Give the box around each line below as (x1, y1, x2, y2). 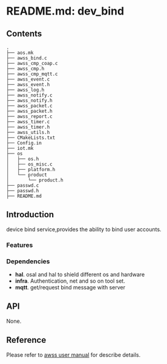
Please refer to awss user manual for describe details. (6, 351, 141, 359)
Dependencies (6, 257, 50, 265)
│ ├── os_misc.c (6, 161, 53, 167)
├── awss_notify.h (6, 98, 53, 104)
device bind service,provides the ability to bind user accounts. (6, 226, 162, 233)
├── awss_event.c (6, 76, 50, 83)
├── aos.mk (6, 50, 34, 56)
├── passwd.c (6, 183, 39, 189)
